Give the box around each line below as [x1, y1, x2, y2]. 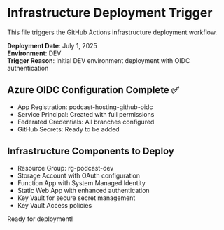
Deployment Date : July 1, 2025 [7, 41, 98, 50]
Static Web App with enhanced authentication [17, 186, 150, 194]
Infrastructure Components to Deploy [7, 145, 175, 157]
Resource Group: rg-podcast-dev [17, 164, 114, 172]
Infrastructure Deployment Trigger [7, 5, 213, 21]
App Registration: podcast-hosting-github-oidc [17, 103, 153, 111]
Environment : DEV [7, 49, 62, 57]
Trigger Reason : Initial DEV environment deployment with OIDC [7, 56, 190, 64]
